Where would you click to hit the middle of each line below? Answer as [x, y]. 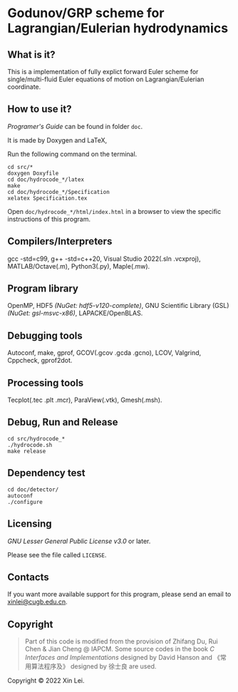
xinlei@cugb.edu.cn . [37, 602]
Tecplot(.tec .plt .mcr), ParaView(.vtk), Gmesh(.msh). [85, 400]
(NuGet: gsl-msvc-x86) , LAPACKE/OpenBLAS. [75, 313]
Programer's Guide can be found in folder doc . [75, 126]
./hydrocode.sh [30, 445]
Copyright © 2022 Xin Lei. [46, 681]
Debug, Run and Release [63, 422]
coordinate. [24, 87]
